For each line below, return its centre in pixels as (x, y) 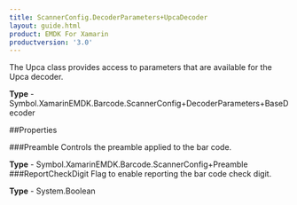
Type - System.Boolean (52, 191)
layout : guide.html (45, 26)
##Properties (33, 130)
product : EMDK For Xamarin (59, 34)
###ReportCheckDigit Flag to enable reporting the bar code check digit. (141, 174)
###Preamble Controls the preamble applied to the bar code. (121, 147)
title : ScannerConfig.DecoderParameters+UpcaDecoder (109, 17)
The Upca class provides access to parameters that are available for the (141, 67)
